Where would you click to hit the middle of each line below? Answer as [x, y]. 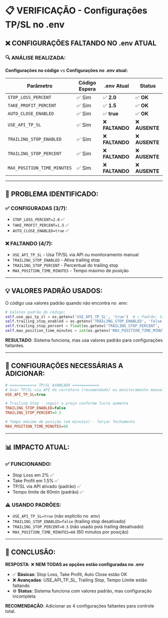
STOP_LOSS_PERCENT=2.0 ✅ [38, 219]
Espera [87, 89]
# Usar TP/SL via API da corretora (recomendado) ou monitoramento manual [85, 390]
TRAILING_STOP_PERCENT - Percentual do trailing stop [65, 265]
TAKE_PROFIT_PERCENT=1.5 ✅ [41, 225]
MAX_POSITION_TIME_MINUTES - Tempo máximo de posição [70, 270]
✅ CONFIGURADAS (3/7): [36, 208]
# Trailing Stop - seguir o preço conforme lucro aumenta [67, 404]
